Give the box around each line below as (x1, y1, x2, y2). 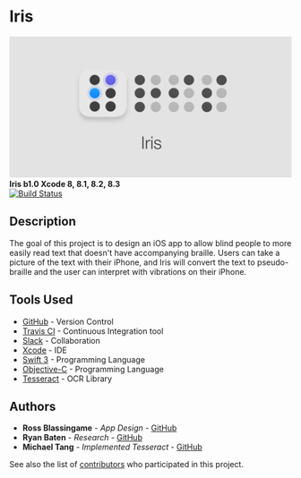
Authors (9, 398, 56, 414)
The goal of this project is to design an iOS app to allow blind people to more (9, 237, 292, 248)
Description (9, 214, 76, 229)
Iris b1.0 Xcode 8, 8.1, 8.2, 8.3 (9, 178, 121, 189)
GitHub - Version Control (21, 316, 114, 327)
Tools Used (9, 293, 73, 308)
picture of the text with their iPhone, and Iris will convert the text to (9, 257, 255, 268)
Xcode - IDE (21, 345, 67, 355)
